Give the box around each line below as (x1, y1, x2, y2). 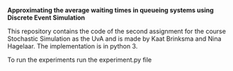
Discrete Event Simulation (7, 13, 86, 22)
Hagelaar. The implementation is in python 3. (7, 42, 138, 50)
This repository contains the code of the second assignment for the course (7, 27, 227, 35)
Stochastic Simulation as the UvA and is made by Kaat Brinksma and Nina (7, 34, 222, 43)
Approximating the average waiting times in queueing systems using (7, 6, 214, 14)
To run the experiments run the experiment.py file (7, 56, 152, 64)
